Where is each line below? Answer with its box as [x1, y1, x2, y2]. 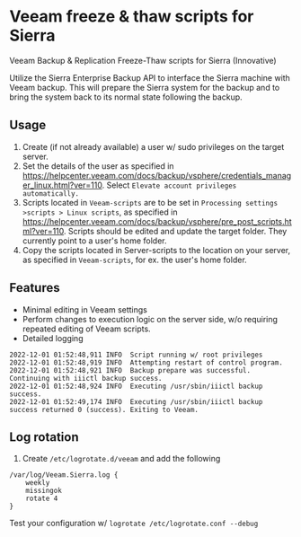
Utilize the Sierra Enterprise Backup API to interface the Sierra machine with [9, 72, 290, 83]
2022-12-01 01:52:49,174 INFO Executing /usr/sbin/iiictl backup [9, 397, 263, 406]
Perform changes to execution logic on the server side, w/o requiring [22, 313, 279, 324]
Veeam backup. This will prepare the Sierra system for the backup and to [9, 82, 280, 92]
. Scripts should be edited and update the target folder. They [63, 225, 288, 236]
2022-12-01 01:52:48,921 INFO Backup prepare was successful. [9, 365, 252, 374]
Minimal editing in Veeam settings [22, 304, 148, 315]
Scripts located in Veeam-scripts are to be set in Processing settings [22, 197, 279, 207]
